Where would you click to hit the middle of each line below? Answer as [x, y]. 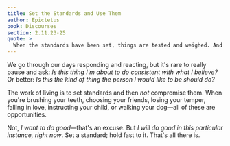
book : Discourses [32, 26]
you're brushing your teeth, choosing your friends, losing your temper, [106, 100]
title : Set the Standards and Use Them [64, 13]
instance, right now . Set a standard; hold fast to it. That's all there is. [104, 135]
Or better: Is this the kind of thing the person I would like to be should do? [111, 79]
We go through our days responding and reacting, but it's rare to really [107, 65]
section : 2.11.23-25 [37, 33]
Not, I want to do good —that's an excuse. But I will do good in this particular [115, 128]
